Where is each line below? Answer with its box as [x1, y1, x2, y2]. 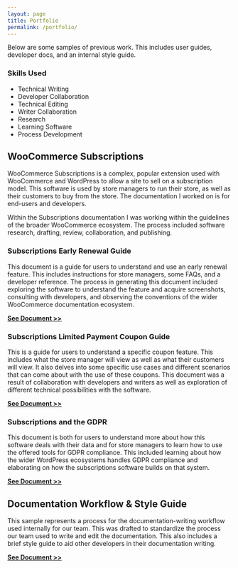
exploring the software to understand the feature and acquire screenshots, [7, 285, 226, 294]
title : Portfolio [7, 17, 59, 24]
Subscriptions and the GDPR [7, 417, 108, 427]
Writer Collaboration [17, 107, 77, 116]
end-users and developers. [7, 200, 87, 208]
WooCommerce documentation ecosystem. [7, 300, 135, 309]
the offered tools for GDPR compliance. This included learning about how [7, 449, 222, 457]
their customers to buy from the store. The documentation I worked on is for [7, 192, 230, 200]
